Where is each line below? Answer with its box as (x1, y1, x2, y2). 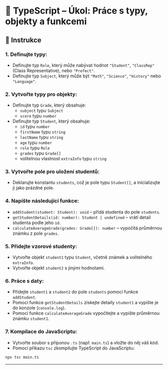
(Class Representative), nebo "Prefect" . (12, 67, 95, 73)
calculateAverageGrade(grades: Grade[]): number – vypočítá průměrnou (12, 225, 162, 231)
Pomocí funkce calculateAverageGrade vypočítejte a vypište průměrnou (12, 310, 160, 316)
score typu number (19, 113, 56, 119)
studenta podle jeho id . (12, 219, 61, 226)
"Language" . (12, 78, 36, 84)
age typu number (19, 140, 52, 146)
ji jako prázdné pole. (12, 185, 54, 191)
